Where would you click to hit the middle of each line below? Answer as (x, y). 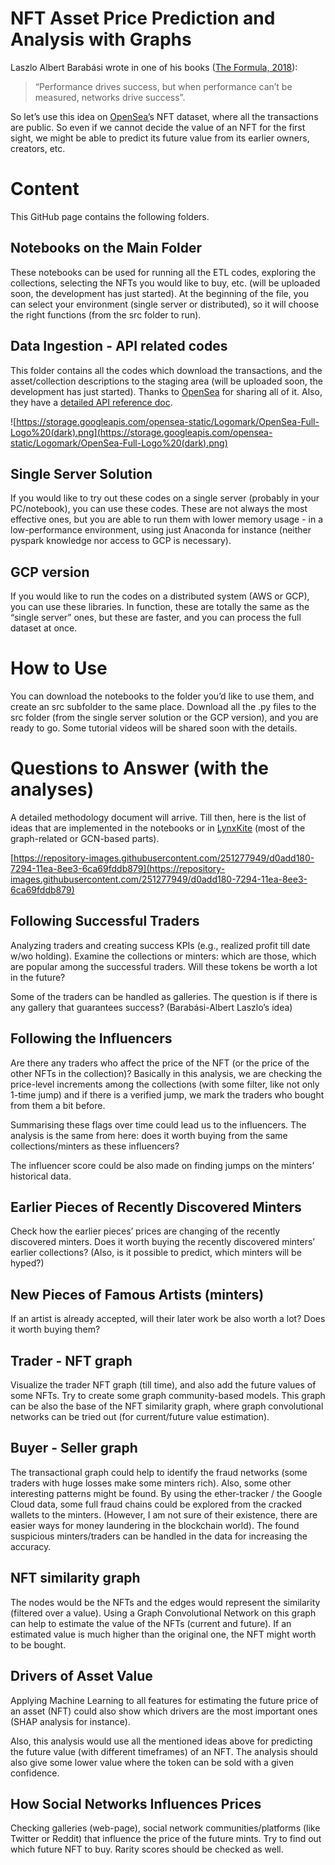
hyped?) (27, 1263)
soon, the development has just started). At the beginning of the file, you (159, 293)
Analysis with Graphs (101, 39)
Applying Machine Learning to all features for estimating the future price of (164, 1700)
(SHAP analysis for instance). (70, 1721)
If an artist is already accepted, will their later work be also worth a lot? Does (168, 1319)
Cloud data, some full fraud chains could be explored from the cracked (156, 1504)
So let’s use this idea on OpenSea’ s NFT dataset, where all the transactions (164, 116)
